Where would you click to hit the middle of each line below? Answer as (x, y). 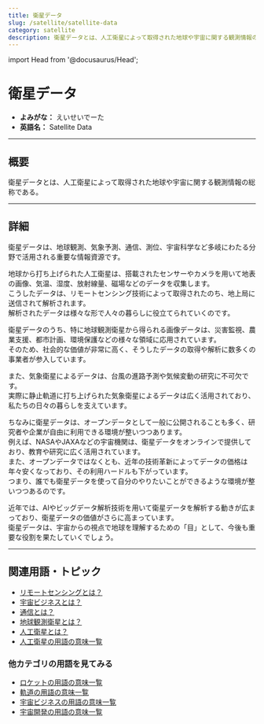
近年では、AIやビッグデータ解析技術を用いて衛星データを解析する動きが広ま (132, 508)
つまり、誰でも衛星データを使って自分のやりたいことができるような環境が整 (132, 481)
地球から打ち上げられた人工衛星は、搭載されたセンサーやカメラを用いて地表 (132, 273)
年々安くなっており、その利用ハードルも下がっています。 (100, 471)
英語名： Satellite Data (56, 127)
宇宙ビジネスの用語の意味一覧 (68, 702)
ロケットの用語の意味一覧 (61, 682)
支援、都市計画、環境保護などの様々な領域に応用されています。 (118, 339)
